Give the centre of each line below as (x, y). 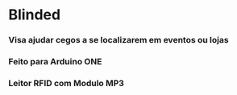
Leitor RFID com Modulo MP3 (67, 83)
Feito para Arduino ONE (55, 62)
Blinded (35, 15)
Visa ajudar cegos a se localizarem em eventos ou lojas (118, 40)
